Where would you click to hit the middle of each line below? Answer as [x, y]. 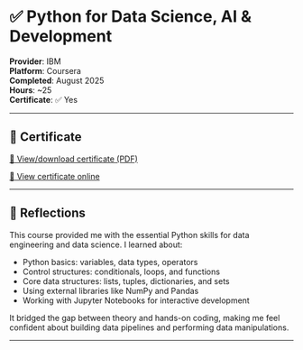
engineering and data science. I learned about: [96, 244]
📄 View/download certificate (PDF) [73, 159]
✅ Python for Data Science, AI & [131, 17]
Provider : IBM [35, 61]
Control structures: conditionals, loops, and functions [121, 272]
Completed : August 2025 [57, 80]
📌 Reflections [47, 213]
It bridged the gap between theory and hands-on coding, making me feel [145, 318]
